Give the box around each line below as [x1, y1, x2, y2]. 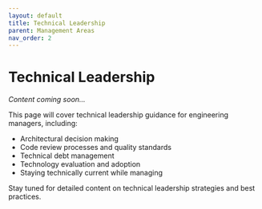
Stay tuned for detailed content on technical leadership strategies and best [8, 183, 256, 193]
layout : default [8, 11, 62, 20]
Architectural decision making [19, 134, 119, 144]
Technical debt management [19, 151, 115, 160]
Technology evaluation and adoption [19, 160, 141, 169]
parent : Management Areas [8, 26, 95, 34]
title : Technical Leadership [8, 19, 106, 27]
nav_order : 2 [8, 34, 52, 42]
